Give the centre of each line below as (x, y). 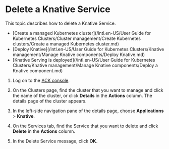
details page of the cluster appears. (49, 101)
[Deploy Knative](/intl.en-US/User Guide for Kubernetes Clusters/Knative (88, 49)
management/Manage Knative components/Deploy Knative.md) (79, 55)
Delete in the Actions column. (44, 131)
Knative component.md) (38, 70)
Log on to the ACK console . (41, 80)
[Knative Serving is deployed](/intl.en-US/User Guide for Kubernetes (84, 60)
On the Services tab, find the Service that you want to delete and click (85, 126)
